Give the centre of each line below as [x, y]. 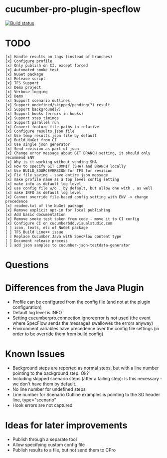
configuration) [27, 307]
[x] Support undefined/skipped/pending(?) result [58, 105]
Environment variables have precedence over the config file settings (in [86, 328]
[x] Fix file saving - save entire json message [57, 175]
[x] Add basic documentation [35, 214]
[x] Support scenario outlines [38, 100]
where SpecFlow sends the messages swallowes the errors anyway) [83, 323]
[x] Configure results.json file [40, 131]
